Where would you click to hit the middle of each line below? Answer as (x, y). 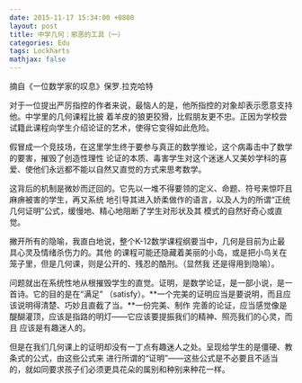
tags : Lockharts (40, 51)
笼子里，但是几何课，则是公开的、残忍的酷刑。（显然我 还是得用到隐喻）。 (144, 263)
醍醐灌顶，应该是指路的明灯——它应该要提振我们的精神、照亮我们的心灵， (147, 316)
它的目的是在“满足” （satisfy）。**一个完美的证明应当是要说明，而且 (158, 294)
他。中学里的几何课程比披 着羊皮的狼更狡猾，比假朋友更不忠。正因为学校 (144, 116)
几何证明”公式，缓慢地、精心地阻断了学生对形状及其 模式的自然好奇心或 (142, 211)
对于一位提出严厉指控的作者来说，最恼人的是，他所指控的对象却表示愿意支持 (151, 105)
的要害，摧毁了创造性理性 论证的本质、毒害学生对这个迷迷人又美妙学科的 (144, 158)
